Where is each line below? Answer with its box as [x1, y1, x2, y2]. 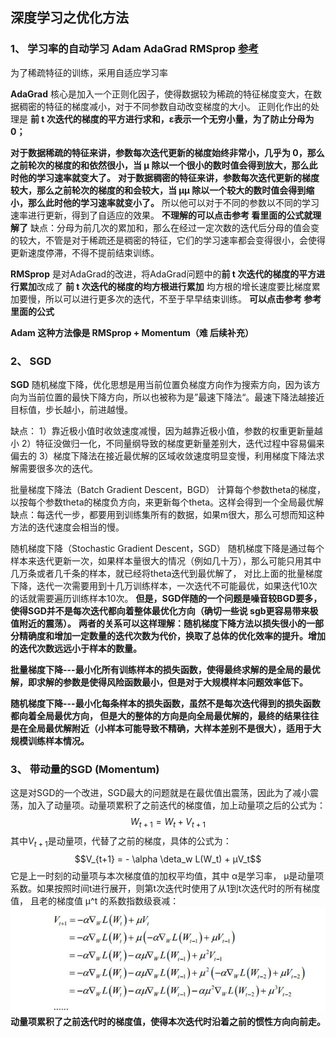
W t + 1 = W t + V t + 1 [129, 816, 207, 830]
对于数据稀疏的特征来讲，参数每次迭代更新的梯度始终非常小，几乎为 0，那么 [10, 146, 325, 158]
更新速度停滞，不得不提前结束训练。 [10, 246, 160, 258]
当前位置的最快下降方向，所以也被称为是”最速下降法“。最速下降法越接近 [27, 391, 325, 403]
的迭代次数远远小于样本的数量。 [10, 642, 142, 654]
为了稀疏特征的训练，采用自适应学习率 [10, 66, 168, 78]
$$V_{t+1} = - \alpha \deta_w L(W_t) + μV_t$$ [74, 853, 262, 865]
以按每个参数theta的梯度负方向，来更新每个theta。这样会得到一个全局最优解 [10, 496, 325, 508]
